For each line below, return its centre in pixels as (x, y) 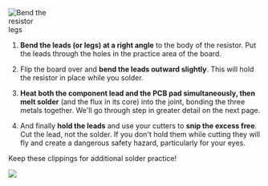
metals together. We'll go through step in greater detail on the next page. (140, 110)
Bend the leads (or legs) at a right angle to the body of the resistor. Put (138, 45)
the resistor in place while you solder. (81, 78)
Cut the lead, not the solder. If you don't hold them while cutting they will (140, 134)
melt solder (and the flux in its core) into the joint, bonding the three (132, 102)
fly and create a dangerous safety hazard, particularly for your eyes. (133, 143)
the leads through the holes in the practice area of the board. (121, 54)
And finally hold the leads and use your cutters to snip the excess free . (138, 126)
